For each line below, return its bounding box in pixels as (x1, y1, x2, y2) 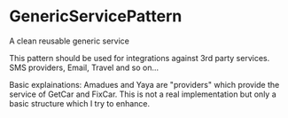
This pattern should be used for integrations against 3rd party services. (9, 52, 270, 63)
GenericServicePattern (9, 6, 183, 27)
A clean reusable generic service (9, 35, 130, 46)
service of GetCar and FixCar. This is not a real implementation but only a (9, 89, 276, 99)
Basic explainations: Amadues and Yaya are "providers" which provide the (9, 79, 280, 90)
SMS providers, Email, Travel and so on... (9, 62, 160, 73)
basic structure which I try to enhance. (9, 98, 151, 108)
